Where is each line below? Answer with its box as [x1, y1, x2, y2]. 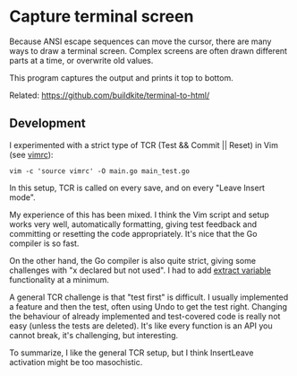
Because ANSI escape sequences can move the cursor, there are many [9, 36, 272, 47]
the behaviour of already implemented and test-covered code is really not [9, 310, 281, 321]
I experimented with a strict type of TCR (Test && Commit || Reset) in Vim [9, 139, 279, 150]
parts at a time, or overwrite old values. [9, 55, 154, 66]
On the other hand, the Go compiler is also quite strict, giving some [9, 255, 257, 266]
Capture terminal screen [9, 6, 194, 27]
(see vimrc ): [9, 149, 54, 160]
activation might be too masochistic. [9, 356, 143, 367]
